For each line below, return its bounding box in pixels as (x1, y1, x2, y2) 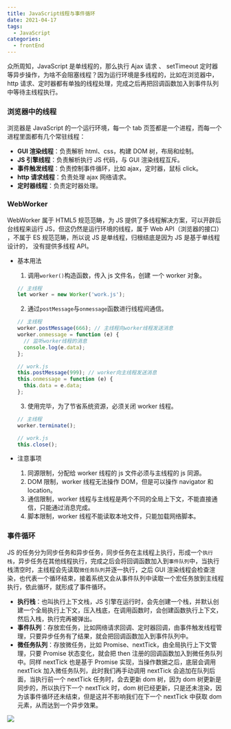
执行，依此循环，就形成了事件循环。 (7, 583, 110, 591)
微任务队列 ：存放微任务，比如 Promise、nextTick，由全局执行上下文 (16, 640, 211, 649)
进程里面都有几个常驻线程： (7, 133, 86, 141)
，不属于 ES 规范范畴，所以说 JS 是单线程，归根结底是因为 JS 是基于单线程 (7, 233, 220, 242)
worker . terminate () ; (16, 422, 76, 429)
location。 (27, 486, 57, 494)
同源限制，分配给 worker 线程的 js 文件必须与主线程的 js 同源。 (27, 469, 206, 477)
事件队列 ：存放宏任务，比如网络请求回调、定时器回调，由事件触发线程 (16, 623, 217, 632)
